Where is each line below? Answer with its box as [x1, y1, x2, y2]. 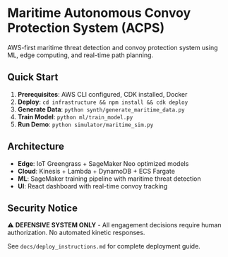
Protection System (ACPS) [7, 20, 164, 36]
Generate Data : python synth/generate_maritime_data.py [17, 104, 185, 114]
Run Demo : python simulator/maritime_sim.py [17, 120, 154, 128]
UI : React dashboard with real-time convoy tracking [17, 181, 168, 190]
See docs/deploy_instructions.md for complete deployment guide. [7, 242, 201, 251]
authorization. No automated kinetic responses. [7, 228, 145, 237]
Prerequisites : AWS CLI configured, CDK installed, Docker [17, 90, 188, 98]
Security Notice [7, 202, 78, 214]
